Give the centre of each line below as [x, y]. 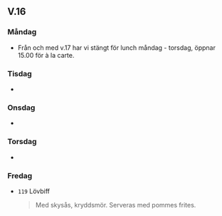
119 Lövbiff [33, 191]
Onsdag [21, 108]
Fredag [20, 175]
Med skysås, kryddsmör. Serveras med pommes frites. [116, 205]
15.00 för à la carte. [46, 55]
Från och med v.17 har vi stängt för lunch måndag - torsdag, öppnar [116, 47]
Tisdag [20, 73]
